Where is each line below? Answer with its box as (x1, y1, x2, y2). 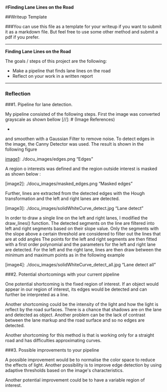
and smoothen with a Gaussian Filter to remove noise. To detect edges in (5, 136, 155, 142)
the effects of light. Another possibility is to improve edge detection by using (5, 362, 162, 368)
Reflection (5, 90, 31, 97)
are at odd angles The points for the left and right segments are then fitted (5, 236, 158, 242)
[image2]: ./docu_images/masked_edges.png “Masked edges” (5, 181, 133, 187)
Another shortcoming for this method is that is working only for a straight (5, 332, 155, 338)
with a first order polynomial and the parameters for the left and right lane (5, 241, 156, 247)
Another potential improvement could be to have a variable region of (5, 377, 145, 383)
